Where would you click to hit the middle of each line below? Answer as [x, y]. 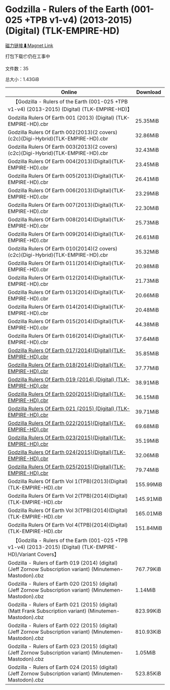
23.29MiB [147, 193]
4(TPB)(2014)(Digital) [101, 525]
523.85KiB [148, 673]
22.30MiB [147, 208]
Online [69, 92]
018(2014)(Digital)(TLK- [96, 365]
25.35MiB [147, 121]
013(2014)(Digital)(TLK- [96, 292]
